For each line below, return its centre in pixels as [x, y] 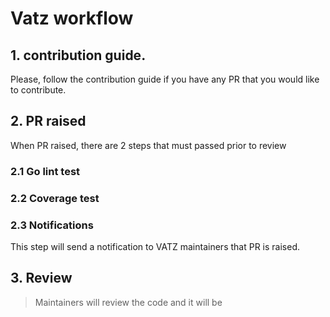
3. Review [41, 278]
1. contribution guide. [78, 55]
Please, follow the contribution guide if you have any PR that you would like [165, 79]
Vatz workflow [72, 18]
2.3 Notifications [52, 225]
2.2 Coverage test [55, 198]
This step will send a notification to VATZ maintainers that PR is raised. [155, 246]
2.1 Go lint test [45, 171]
